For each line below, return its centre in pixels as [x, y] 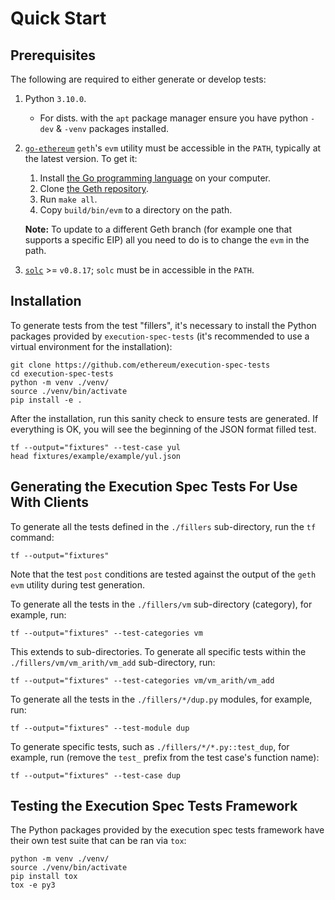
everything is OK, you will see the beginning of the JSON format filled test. [163, 429]
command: [32, 537]
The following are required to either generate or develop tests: [138, 79]
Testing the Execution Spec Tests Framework [154, 806]
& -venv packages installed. [113, 128]
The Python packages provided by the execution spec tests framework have [167, 830]
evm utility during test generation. [78, 584]
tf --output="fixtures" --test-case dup [96, 775]
